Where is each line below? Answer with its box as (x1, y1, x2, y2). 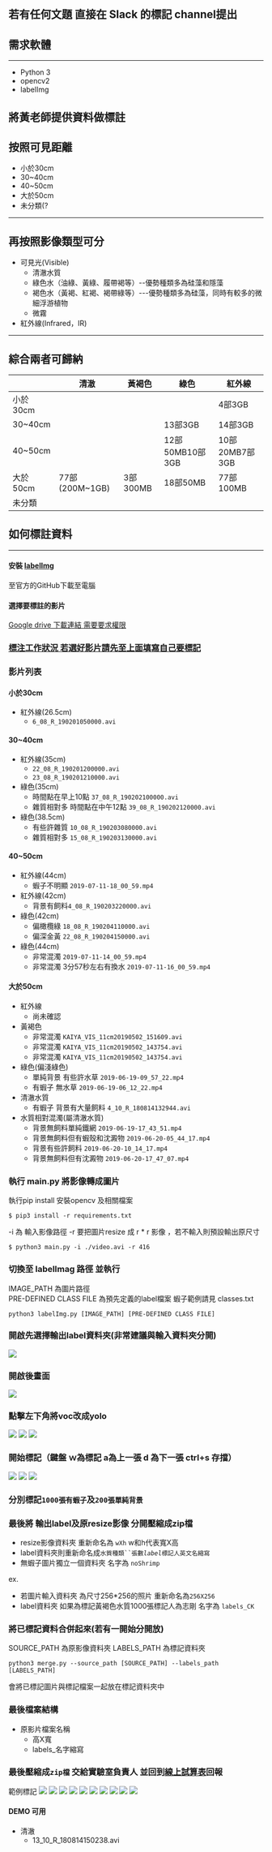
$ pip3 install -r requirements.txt (8, 1212, 132, 1220)
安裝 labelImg (8, 561, 54, 570)
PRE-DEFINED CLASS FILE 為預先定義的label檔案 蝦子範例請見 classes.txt (8, 1293, 254, 1304)
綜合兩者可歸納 (8, 352, 83, 366)
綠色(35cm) (19, 781, 59, 791)
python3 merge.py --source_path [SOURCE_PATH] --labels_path (8, 1660, 219, 1668)
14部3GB (218, 419, 254, 431)
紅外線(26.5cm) (19, 707, 73, 717)
